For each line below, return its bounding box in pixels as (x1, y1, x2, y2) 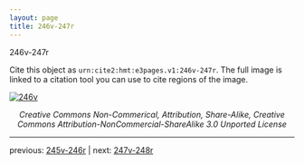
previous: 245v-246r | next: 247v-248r (9, 144, 154, 155)
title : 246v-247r (9, 22, 75, 31)
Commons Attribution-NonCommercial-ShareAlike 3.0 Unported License (16, 119, 288, 130)
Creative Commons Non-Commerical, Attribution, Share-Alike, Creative (19, 109, 285, 120)
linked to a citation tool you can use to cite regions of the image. (9, 73, 249, 84)
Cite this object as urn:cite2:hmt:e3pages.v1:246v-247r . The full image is (9, 64, 282, 75)
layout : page (9, 13, 59, 23)
